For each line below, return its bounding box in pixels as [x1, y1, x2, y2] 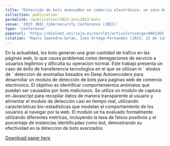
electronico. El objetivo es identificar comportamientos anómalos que [5, 82, 150, 88]
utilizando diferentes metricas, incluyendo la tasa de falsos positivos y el [5, 114, 156, 120]
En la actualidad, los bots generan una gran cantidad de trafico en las [5, 49, 150, 56]
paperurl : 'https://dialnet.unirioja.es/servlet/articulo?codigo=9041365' [5, 31, 166, 36]
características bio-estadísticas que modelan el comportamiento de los [5, 103, 154, 109]
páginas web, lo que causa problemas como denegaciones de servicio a [5, 55, 156, 61]
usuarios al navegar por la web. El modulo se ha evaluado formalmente [5, 108, 153, 115]
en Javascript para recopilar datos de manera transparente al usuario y [5, 92, 153, 99]
